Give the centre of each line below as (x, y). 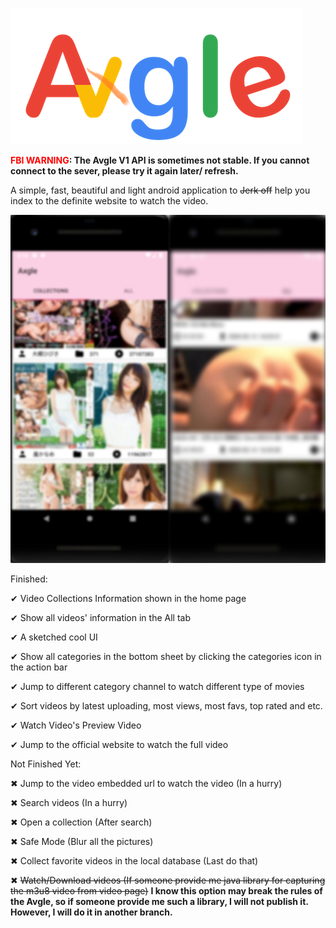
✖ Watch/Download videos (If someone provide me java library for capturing (168, 880)
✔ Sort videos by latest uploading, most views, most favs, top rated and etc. (166, 706)
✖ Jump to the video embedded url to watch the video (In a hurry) (146, 784)
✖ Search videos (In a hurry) (69, 803)
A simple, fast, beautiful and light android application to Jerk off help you (160, 190)
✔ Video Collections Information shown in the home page (128, 599)
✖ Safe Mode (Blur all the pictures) (82, 842)
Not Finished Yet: (46, 764)
